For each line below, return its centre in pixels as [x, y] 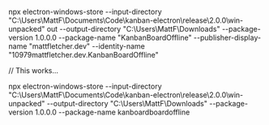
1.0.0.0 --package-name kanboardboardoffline [113, 112]
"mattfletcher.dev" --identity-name [87, 46]
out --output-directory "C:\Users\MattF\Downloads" [133, 29]
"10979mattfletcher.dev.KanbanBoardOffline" [84, 55]
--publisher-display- [227, 37]
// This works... [34, 71]
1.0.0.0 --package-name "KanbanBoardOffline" [113, 37]
